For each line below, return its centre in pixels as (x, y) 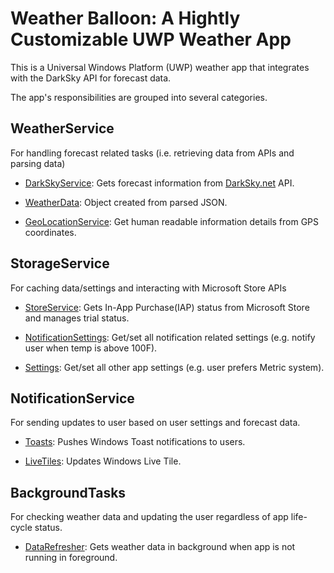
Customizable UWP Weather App (151, 39)
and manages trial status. (77, 318)
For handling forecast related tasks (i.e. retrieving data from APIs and (152, 153)
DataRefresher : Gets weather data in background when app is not (160, 547)
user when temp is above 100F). (91, 348)
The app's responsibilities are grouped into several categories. (139, 97)
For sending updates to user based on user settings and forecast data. (155, 423)
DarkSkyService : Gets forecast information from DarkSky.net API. (159, 183)
